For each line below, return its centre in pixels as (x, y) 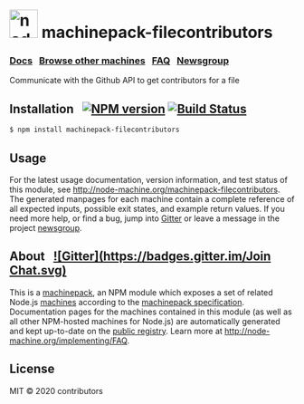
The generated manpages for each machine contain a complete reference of (152, 198)
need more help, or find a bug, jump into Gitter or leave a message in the (145, 218)
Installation (42, 109)
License (32, 369)
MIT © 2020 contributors (57, 390)
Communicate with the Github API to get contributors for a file (124, 81)
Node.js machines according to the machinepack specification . (127, 302)
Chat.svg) (38, 270)
